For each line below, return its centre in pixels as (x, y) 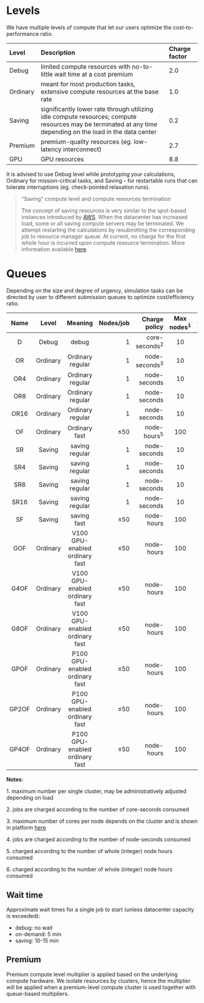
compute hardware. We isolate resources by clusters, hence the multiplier (99, 981)
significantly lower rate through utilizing (97, 109)
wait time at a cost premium (94, 74)
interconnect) (82, 149)
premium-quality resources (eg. (86, 141)
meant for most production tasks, (88, 84)
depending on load (30, 798)
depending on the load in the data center (98, 132)
